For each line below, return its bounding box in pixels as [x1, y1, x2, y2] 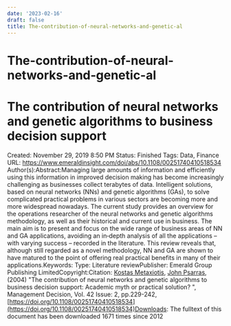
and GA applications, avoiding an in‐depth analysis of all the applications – [7, 232, 218, 240]
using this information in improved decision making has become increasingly [7, 173, 224, 181]
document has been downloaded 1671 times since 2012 [7, 312, 164, 320]
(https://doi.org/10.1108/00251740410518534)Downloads [7, 305, 167, 313]
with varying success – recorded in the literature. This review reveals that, [7, 238, 217, 247]
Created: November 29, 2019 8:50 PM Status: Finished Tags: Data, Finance [7, 151, 219, 159]
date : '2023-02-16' [7, 10, 63, 17]
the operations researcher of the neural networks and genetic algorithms [7, 210, 213, 218]
